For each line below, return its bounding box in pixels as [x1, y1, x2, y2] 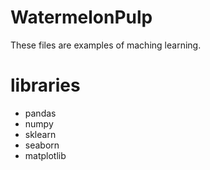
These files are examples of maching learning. [10, 39, 202, 51]
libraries [10, 74, 81, 97]
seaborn [24, 139, 60, 151]
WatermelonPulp [10, 6, 153, 29]
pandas [24, 107, 57, 119]
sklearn [24, 128, 57, 140]
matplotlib [24, 149, 67, 161]
